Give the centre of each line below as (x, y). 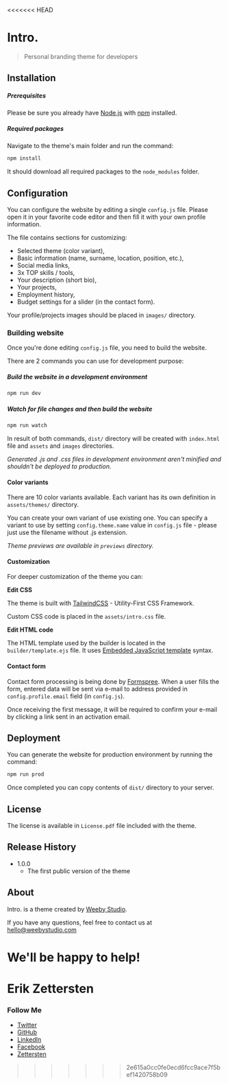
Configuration (38, 193)
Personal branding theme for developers (81, 56)
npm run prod (26, 774)
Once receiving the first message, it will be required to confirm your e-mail (112, 709)
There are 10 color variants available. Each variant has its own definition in (112, 497)
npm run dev (24, 394)
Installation (31, 78)
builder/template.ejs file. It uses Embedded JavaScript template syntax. (110, 650)
